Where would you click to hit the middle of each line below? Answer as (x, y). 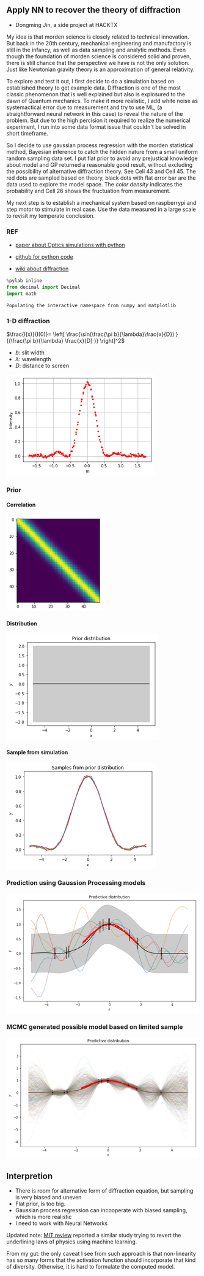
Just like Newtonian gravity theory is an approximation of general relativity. (100, 69)
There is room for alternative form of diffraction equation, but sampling (104, 1191)
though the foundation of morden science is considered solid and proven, (99, 56)
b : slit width (30, 353)
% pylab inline (24, 281)
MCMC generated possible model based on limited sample (95, 1026)
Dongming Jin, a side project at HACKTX (66, 25)
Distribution (22, 623)
